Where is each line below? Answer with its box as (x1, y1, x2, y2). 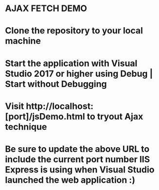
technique (5, 121, 47, 132)
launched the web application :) (5, 174, 135, 185)
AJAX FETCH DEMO (5, 3, 88, 14)
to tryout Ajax (87, 111, 143, 122)
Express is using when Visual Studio (5, 164, 155, 175)
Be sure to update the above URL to (5, 143, 150, 155)
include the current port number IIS (5, 154, 150, 165)
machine (5, 35, 41, 47)
